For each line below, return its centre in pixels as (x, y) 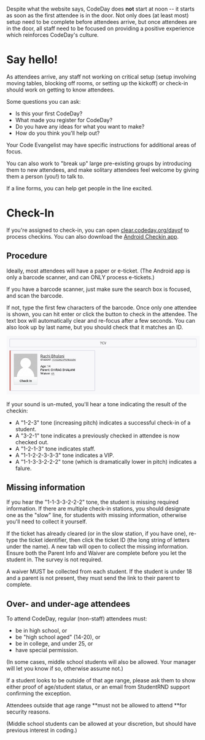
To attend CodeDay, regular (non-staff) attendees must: (77, 619)
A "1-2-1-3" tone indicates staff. (55, 449)
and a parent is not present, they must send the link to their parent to (93, 578)
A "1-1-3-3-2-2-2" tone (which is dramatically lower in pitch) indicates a (106, 461)
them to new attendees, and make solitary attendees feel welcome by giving (103, 170)
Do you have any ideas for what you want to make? (80, 126)
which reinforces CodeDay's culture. (53, 35)
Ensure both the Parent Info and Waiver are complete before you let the (96, 553)
